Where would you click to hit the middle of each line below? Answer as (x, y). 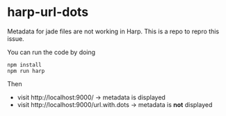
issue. (16, 38)
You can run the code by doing (51, 52)
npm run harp (26, 71)
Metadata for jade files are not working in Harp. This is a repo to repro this (113, 31)
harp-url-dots (48, 12)
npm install (24, 65)
